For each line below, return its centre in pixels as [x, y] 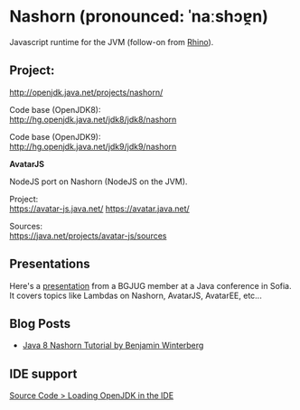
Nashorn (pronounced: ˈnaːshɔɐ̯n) [139, 17]
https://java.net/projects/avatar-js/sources [88, 236]
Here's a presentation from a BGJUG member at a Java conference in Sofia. [150, 285]
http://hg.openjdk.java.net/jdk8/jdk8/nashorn [93, 119]
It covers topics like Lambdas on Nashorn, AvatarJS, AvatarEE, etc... [136, 295]
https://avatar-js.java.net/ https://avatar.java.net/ [99, 209]
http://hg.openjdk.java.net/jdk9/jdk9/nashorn [93, 146]
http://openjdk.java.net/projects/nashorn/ [86, 92]
